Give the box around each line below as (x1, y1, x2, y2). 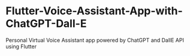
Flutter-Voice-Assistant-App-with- (5, 4, 183, 18)
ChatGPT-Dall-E (5, 17, 87, 30)
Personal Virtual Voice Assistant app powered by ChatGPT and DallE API (5, 36, 184, 43)
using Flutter (5, 43, 37, 50)
